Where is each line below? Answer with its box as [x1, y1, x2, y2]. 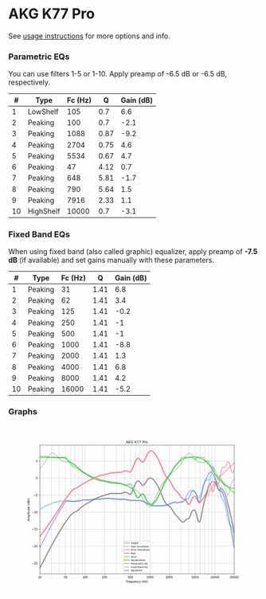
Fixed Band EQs [8, 229, 70, 240]
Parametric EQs [8, 51, 70, 62]
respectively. [8, 77, 50, 88]
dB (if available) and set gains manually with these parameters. [8, 256, 215, 265]
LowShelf [27, 107, 59, 116]
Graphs [8, 406, 37, 417]
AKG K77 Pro [8, 5, 96, 23]
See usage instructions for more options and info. [8, 31, 171, 41]
